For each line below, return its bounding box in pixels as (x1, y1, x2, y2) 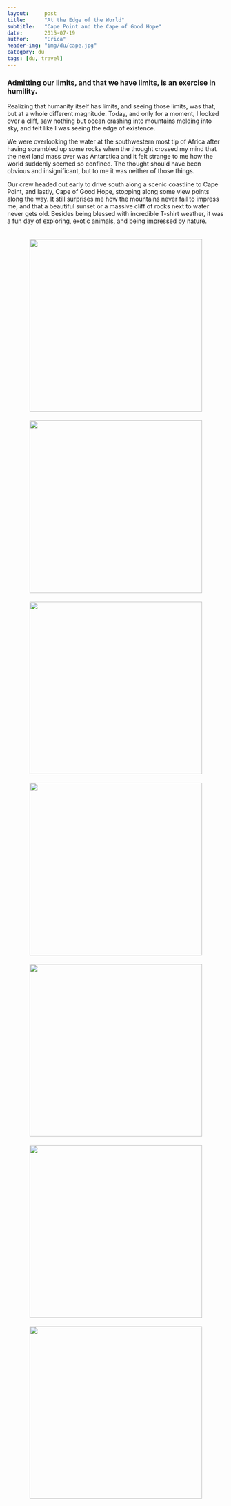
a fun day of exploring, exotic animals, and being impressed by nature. (7, 217, 208, 225)
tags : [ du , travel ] (7, 55, 63, 62)
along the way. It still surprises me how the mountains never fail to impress (7, 195, 219, 204)
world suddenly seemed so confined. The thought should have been (7, 159, 201, 168)
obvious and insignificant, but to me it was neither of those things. (7, 167, 195, 175)
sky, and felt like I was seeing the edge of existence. (7, 124, 156, 133)
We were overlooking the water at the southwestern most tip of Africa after (7, 137, 221, 146)
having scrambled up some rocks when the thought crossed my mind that (7, 145, 217, 153)
